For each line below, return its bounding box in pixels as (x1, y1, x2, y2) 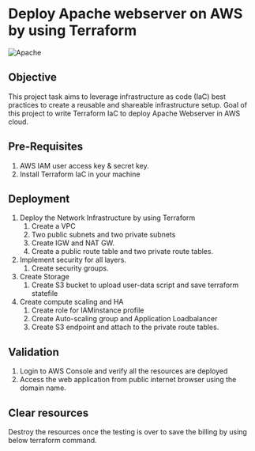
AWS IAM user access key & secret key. (19, 161, 149, 170)
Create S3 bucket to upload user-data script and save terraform (31, 280, 239, 290)
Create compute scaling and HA (19, 298, 124, 307)
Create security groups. (31, 263, 109, 273)
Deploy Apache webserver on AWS (8, 5, 243, 23)
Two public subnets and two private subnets (31, 230, 176, 240)
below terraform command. (8, 436, 97, 445)
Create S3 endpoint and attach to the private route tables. (31, 322, 219, 332)
